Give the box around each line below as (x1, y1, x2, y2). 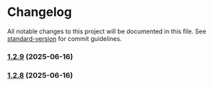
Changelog (7, 4, 72, 20)
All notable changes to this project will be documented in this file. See (7, 27, 207, 35)
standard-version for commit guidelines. (7, 34, 122, 42)
